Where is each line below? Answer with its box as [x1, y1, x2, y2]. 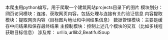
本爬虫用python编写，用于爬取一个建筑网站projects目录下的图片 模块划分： [5, 4, 163, 10]
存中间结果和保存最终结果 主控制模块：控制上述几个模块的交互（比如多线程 [5, 23, 163, 29]
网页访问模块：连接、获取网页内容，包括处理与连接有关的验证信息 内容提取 [5, 10, 163, 16]
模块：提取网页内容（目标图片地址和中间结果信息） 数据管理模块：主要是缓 [5, 17, 163, 22]
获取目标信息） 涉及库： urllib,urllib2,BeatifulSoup [5, 29, 110, 35]
